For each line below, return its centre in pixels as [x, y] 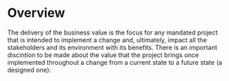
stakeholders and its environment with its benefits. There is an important [112, 47]
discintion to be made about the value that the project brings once [103, 55]
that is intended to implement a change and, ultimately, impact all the [107, 39]
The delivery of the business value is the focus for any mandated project [113, 32]
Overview [36, 13]
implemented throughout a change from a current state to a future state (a [115, 62]
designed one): [29, 70]
